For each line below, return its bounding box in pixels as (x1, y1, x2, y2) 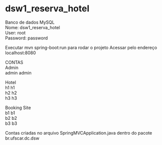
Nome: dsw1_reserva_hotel (5, 24, 60, 30)
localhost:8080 (5, 50, 36, 56)
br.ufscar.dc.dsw (5, 135, 40, 141)
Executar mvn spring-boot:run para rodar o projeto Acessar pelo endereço (5, 44, 158, 50)
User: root (5, 30, 26, 36)
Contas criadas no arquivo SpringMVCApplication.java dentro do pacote (5, 130, 153, 136)
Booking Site (5, 105, 31, 110)
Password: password (5, 35, 48, 41)
